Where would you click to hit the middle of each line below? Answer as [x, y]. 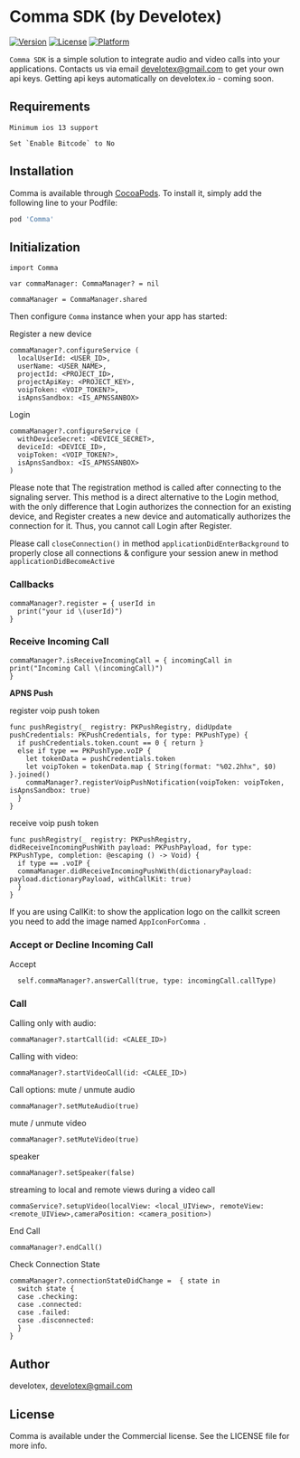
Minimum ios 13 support [54, 127]
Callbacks [32, 585]
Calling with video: [44, 1057]
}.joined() [30, 775]
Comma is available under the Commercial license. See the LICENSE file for [150, 1436]
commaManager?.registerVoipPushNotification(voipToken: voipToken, [155, 782]
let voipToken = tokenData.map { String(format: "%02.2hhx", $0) [151, 767]
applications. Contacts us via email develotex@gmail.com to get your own [147, 69]
